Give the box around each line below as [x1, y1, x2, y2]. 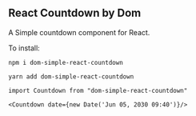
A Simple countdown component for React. [8, 27, 150, 37]
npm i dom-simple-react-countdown [8, 58, 124, 66]
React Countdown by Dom [8, 6, 142, 20]
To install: [8, 43, 40, 53]
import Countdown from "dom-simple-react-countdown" [8, 86, 188, 94]
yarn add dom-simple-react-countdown [8, 72, 134, 81]
